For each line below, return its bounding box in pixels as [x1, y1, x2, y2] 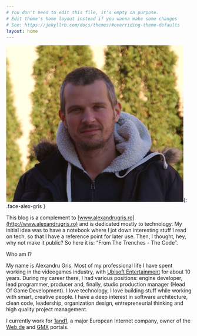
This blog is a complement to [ [6, 214, 80, 221]
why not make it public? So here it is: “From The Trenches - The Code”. [6, 239, 178, 246]
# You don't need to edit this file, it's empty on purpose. [6, 9, 159, 15]
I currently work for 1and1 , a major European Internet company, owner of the [6, 317, 191, 324]
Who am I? [6, 251, 32, 258]
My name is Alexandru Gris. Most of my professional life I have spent [6, 262, 173, 269]
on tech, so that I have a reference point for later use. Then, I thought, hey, [6, 233, 186, 240]
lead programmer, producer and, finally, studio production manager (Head [6, 281, 185, 288]
